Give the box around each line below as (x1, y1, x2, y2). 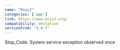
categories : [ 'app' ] (4, 12, 48, 17)
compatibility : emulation (4, 21, 58, 26)
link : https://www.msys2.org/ (4, 16, 68, 21)
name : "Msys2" (4, 7, 34, 12)
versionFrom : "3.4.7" (4, 26, 50, 31)
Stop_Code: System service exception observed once (4, 39, 115, 45)
